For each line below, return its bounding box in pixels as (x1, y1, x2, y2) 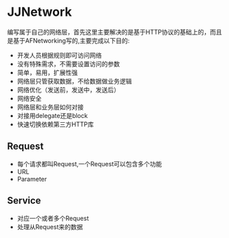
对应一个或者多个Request (17, 214, 89, 222)
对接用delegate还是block (17, 111, 88, 119)
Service (7, 195, 41, 207)
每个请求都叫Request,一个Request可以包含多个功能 (17, 159, 162, 168)
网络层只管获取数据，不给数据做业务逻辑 (17, 77, 132, 85)
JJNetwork (7, 4, 72, 20)
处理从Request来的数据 (17, 222, 83, 231)
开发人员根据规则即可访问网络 (17, 51, 102, 59)
